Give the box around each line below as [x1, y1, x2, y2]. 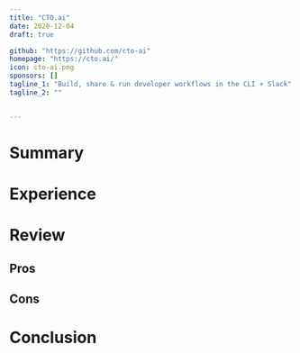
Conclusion [9, 328, 97, 348]
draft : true [9, 30, 54, 39]
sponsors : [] [9, 71, 59, 81]
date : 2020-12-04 [9, 22, 75, 31]
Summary [9, 142, 84, 163]
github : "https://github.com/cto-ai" [9, 46, 151, 55]
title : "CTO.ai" [9, 13, 70, 23]
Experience [9, 184, 96, 204]
